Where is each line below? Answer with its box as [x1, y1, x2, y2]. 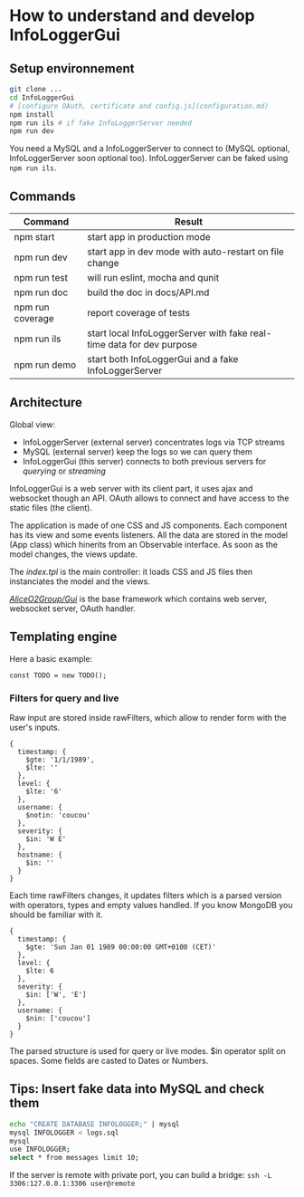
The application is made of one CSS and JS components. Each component [9, 520, 288, 531]
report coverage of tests [87, 307, 190, 320]
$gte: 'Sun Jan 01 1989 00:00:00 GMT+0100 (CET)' [25, 943, 217, 952]
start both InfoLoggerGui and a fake [87, 353, 239, 366]
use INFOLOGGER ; [9, 1144, 71, 1154]
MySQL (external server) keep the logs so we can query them [22, 445, 252, 457]
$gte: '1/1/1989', [25, 755, 95, 764]
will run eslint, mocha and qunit [87, 272, 220, 284]
